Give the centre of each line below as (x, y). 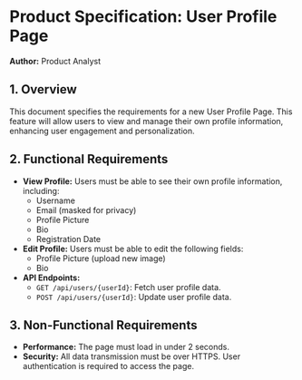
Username (55, 200)
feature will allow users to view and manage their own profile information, (146, 121)
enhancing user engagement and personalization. (102, 131)
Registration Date (68, 239)
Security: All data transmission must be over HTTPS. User (132, 356)
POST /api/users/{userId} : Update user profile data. (134, 297)
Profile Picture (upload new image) (101, 258)
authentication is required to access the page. (108, 366)
